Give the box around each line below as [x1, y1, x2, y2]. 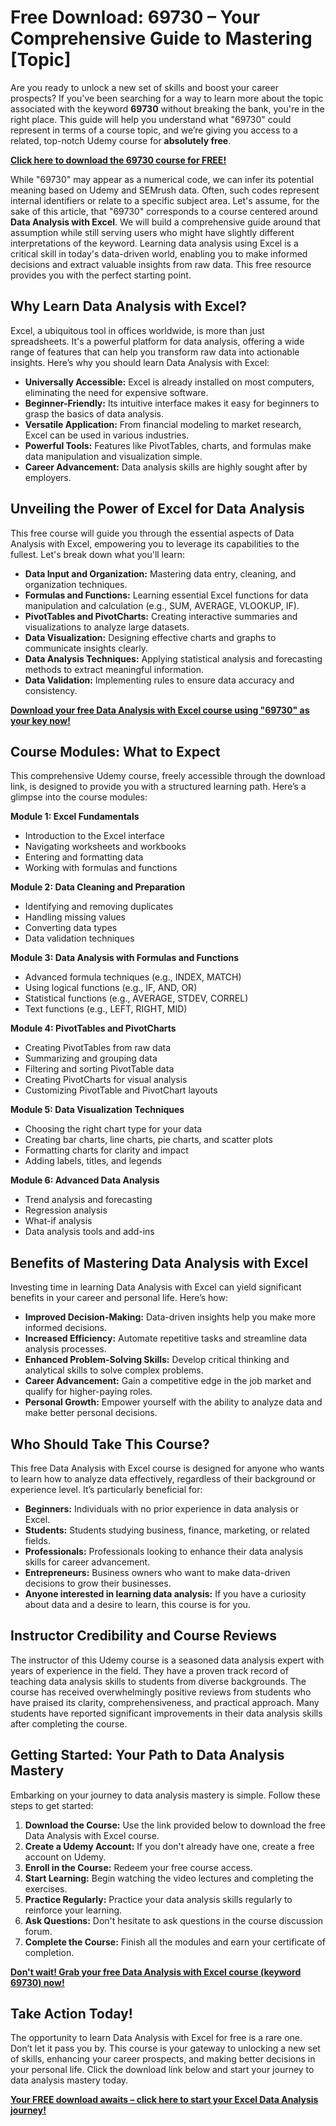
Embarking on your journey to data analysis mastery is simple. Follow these [10, 1789, 321, 1801]
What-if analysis [24, 1215, 93, 1227]
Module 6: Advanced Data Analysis [10, 1174, 160, 1186]
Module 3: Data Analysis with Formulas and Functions [10, 952, 240, 964]
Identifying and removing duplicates [24, 901, 174, 913]
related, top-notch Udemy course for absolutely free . [10, 134, 232, 146]
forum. [24, 1925, 53, 1937]
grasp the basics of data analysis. [24, 407, 164, 420]
